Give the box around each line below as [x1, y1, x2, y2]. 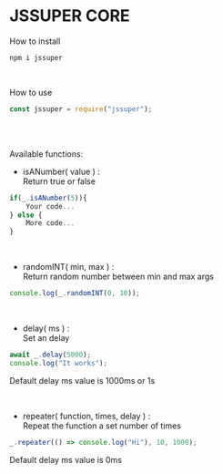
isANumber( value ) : [22, 166, 100, 177]
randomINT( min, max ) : [22, 262, 115, 273]
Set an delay [22, 333, 70, 344]
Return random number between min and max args [22, 271, 214, 283]
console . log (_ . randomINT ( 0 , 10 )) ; [9, 289, 141, 298]
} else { [9, 211, 43, 220]
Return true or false [22, 175, 96, 187]
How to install [9, 36, 61, 46]
